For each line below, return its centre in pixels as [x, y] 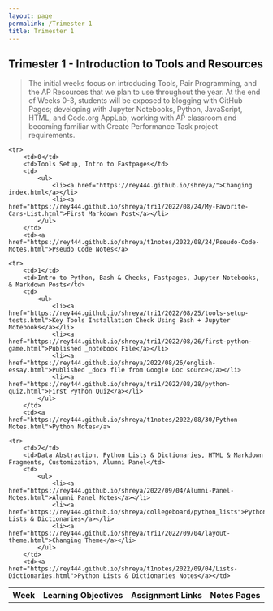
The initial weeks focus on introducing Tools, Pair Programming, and [143, 84]
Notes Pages [235, 596]
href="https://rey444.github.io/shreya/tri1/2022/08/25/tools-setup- [129, 313]
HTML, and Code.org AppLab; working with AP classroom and [132, 118]
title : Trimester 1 [41, 31]
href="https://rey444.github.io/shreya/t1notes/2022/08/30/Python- [125, 420]
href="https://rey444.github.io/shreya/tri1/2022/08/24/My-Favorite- [129, 207]
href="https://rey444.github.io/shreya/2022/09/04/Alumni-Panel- [121, 491]
